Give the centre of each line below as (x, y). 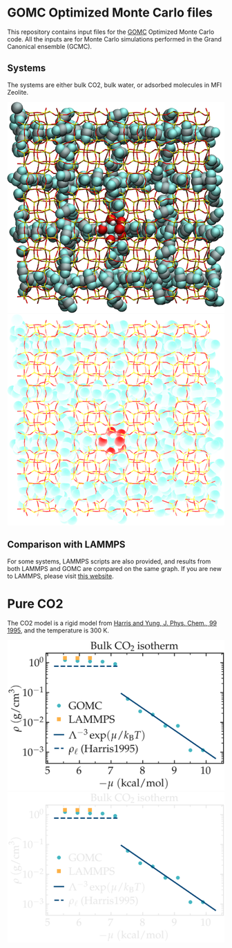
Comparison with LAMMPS (66, 544)
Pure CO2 (35, 604)
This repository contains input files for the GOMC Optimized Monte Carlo (111, 32)
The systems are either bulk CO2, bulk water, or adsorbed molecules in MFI (115, 85)
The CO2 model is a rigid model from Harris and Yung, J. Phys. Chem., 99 (112, 623)
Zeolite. (18, 92)
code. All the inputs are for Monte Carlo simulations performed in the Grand (115, 39)
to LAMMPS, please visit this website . (60, 576)
